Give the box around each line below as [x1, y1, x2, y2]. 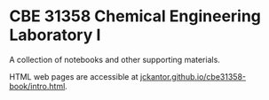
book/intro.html [9, 81, 66, 91]
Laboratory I [9, 25, 101, 45]
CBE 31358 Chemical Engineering [9, 6, 262, 27]
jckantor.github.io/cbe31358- [140, 71, 247, 81]
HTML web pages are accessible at [9, 71, 139, 81]
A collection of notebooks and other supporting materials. [9, 54, 220, 65]
